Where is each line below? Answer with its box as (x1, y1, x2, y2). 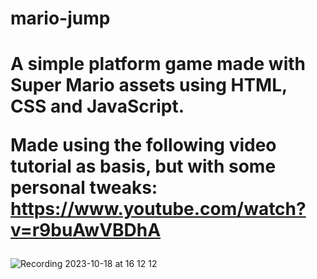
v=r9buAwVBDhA (10, 219, 162, 242)
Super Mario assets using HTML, (10, 74, 288, 97)
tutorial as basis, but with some (10, 155, 277, 178)
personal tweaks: (10, 177, 158, 199)
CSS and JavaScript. (10, 95, 185, 118)
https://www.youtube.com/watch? (10, 198, 307, 221)
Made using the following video (10, 134, 277, 157)
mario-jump (10, 7, 111, 30)
